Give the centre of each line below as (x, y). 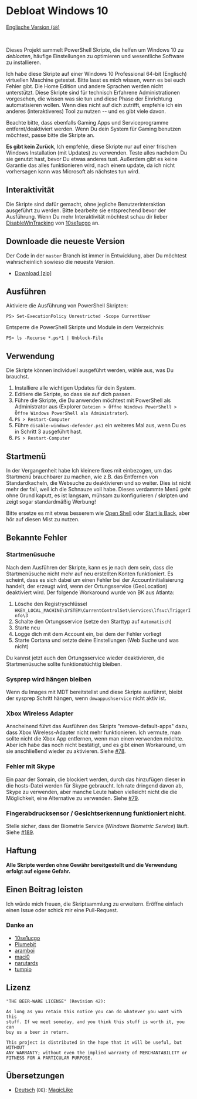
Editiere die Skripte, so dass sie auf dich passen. (73, 394)
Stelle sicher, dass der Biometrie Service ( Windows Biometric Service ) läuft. (98, 826)
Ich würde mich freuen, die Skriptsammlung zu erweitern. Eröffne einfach (95, 904)
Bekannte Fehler (37, 538)
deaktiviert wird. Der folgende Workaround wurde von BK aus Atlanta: (90, 592)
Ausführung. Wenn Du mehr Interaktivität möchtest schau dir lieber (87, 216)
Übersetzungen (35, 1076)
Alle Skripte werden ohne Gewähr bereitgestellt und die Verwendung (92, 865)
